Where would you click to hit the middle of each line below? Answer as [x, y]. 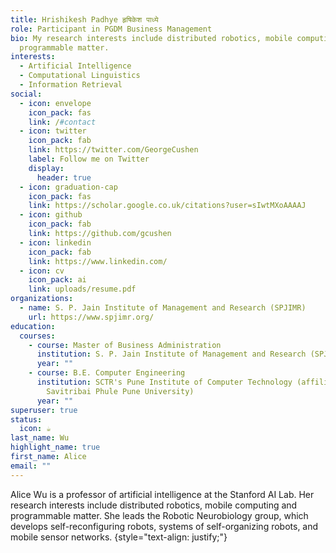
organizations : [42, 299]
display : [46, 168]
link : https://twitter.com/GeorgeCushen [113, 150]
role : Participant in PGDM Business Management [111, 29]
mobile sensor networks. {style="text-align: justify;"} [119, 537]
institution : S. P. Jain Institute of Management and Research [171, 354]
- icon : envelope [55, 103]
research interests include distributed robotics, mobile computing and [154, 505]
